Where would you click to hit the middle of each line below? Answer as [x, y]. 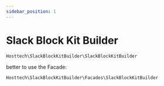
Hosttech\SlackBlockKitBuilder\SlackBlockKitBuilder [72, 56]
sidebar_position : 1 [31, 11]
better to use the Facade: [37, 67]
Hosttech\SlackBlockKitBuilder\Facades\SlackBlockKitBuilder [82, 78]
